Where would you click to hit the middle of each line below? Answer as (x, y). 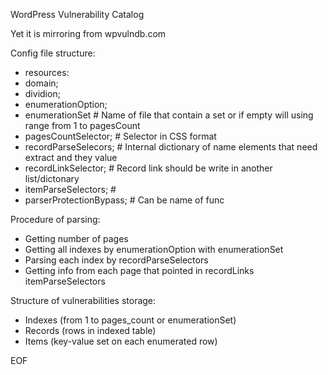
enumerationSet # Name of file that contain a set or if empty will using (169, 115)
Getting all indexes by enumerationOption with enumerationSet (154, 249)
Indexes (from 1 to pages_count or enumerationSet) (130, 320)
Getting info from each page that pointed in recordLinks (139, 270)
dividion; (42, 93)
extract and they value (71, 157)
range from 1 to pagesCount (82, 125)
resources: (47, 72)
